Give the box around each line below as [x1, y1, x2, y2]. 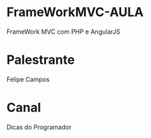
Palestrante [6, 52, 75, 68]
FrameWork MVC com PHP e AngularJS [6, 27, 120, 36]
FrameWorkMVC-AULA [6, 4, 144, 20]
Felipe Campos [6, 75, 50, 83]
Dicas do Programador [6, 123, 72, 131]
